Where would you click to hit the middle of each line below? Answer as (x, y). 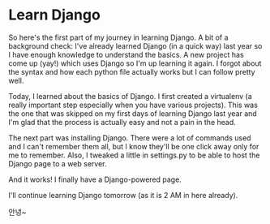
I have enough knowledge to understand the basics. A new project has (126, 54)
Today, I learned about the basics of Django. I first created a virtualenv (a (131, 96)
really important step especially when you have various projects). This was (133, 105)
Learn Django (55, 15)
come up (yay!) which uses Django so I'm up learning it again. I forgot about (135, 63)
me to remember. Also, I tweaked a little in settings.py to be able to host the (134, 155)
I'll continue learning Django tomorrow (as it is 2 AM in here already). (123, 195)
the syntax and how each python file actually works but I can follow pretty (132, 71)
